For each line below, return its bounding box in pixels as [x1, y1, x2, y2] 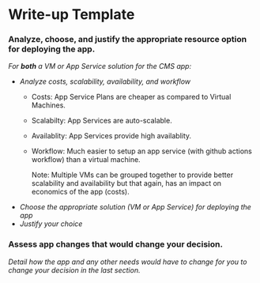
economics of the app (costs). [31, 187, 130, 197]
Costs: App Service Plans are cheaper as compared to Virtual [31, 92, 232, 102]
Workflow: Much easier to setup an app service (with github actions [31, 146, 253, 156]
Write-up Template [8, 6, 135, 24]
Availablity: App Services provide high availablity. [31, 131, 192, 141]
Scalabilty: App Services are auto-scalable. [31, 116, 172, 126]
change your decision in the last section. [8, 265, 141, 274]
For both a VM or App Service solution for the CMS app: [8, 62, 192, 71]
